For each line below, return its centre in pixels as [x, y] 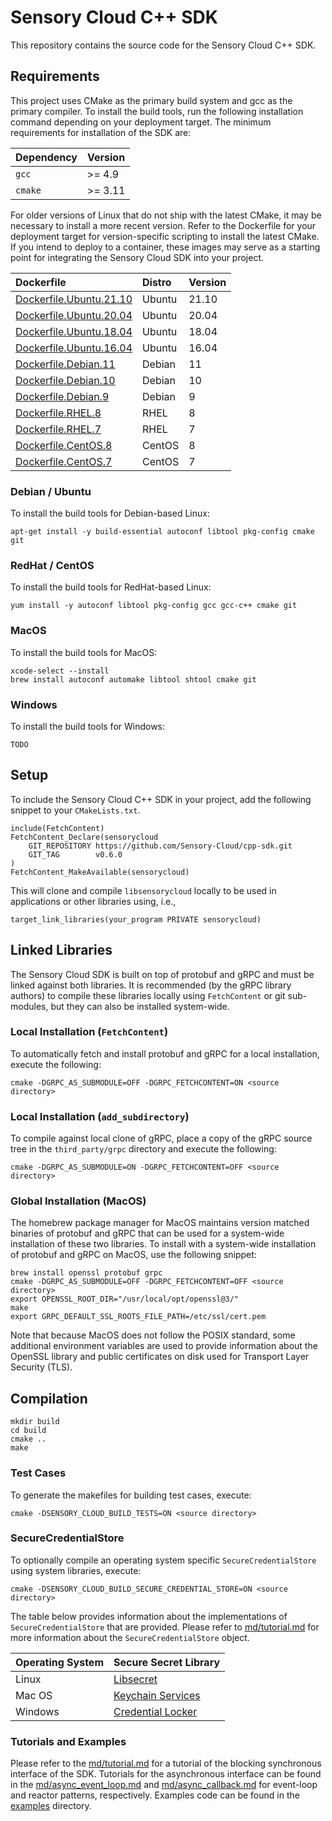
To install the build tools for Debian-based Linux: [110, 513]
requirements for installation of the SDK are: [101, 132]
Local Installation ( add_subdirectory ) [100, 1116]
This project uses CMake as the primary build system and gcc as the [151, 100]
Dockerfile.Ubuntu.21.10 [74, 299]
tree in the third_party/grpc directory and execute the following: [143, 1149]
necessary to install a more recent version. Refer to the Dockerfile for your [163, 225]
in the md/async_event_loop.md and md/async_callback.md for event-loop [164, 1785]
